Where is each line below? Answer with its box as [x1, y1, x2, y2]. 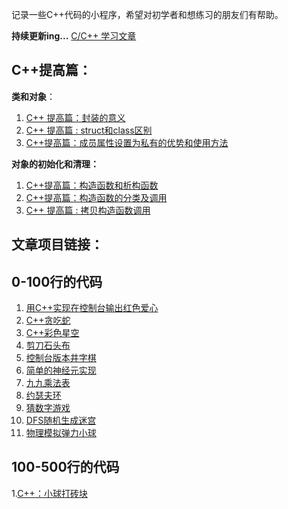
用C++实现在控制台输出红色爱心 [25, 302, 159, 314]
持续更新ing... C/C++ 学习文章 [11, 30, 137, 42]
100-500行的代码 [11, 459, 120, 476]
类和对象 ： [11, 90, 56, 102]
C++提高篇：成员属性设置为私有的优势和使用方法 [25, 136, 229, 148]
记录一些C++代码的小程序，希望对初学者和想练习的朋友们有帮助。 [11, 9, 284, 20]
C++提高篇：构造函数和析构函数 [25, 179, 159, 191]
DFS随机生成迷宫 [25, 414, 97, 427]
